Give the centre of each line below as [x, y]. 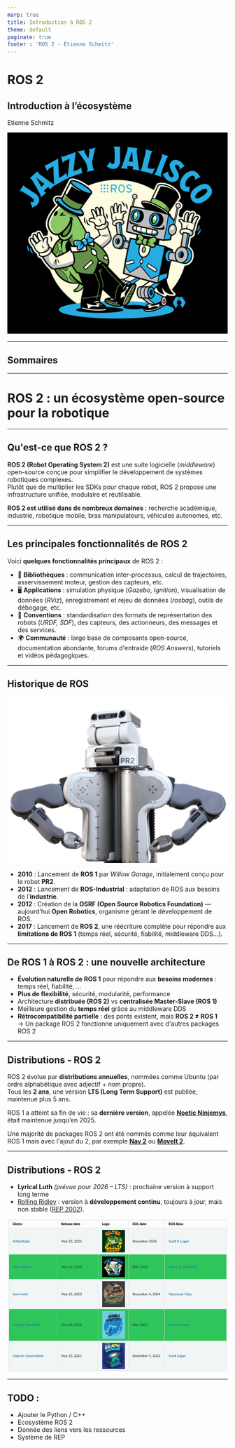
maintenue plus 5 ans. [39, 1099]
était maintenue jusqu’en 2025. [52, 1120]
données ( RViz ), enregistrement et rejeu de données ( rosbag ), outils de [120, 600]
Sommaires [33, 360]
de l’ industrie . [38, 896]
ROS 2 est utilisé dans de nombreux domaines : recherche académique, [112, 508]
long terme [33, 1194]
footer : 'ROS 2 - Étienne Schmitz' [60, 45]
